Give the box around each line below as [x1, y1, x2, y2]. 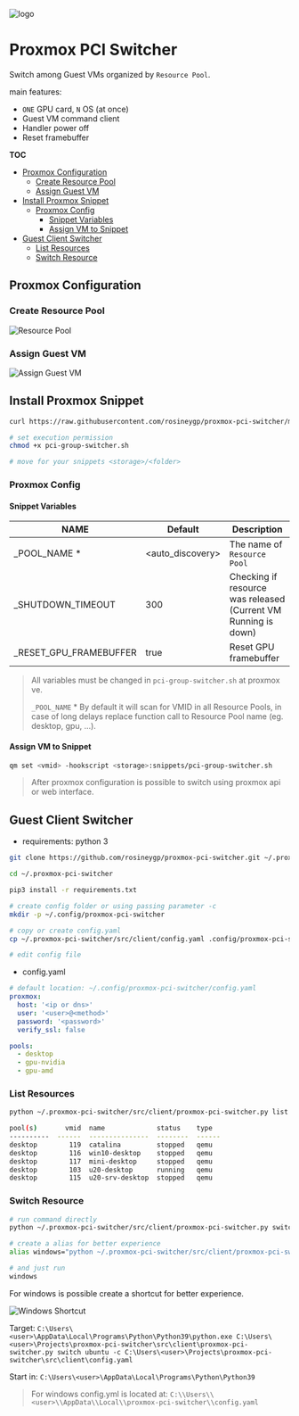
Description [231, 523, 283, 535]
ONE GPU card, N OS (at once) [21, 104, 129, 114]
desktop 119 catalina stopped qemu [9, 1140, 214, 1149]
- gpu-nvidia [17, 1058, 66, 1067]
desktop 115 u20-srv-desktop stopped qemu [9, 1173, 214, 1182]
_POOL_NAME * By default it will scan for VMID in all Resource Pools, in [30, 701, 282, 713]
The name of [229, 538, 283, 551]
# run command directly [9, 1214, 98, 1224]
